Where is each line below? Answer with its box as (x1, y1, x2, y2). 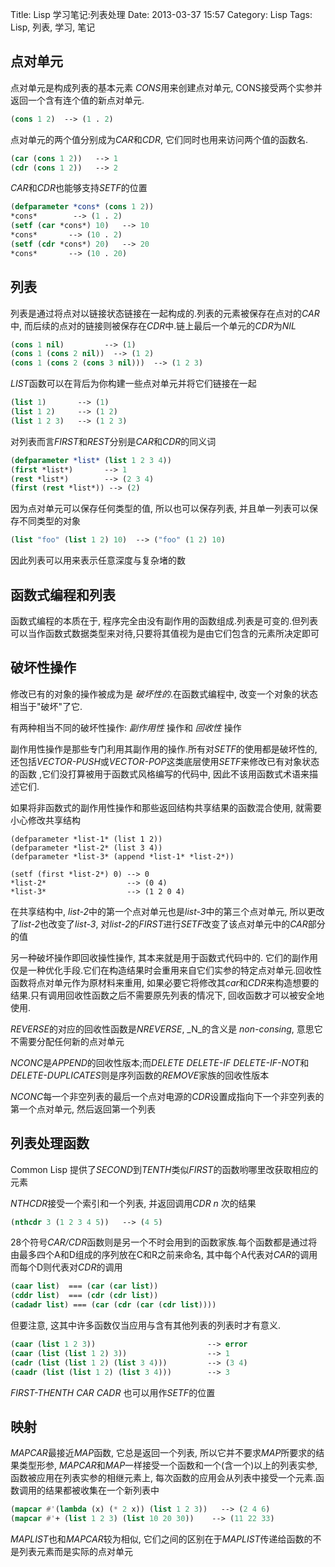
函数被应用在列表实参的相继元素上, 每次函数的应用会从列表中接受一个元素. (10, 1472, 317, 1484)
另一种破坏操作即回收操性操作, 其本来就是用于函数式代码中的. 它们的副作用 (10, 951, 318, 963)
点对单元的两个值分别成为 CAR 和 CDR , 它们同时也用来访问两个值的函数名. (10, 133, 308, 145)
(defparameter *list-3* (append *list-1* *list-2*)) (10, 851, 235, 862)
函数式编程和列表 (10, 586, 116, 603)
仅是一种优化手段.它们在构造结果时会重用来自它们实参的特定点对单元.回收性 (10, 964, 323, 976)
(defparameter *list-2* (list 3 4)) (10, 843, 163, 853)
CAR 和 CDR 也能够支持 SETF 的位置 (10, 182, 148, 194)
